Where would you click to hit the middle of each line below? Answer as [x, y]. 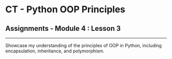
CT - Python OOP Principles [65, 9]
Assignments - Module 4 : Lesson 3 [63, 28]
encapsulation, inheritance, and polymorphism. [55, 51]
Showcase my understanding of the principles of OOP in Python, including [84, 45]
